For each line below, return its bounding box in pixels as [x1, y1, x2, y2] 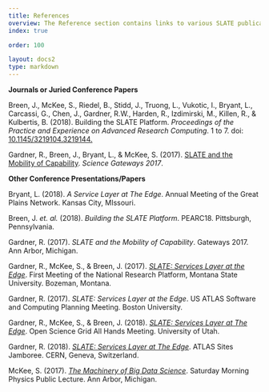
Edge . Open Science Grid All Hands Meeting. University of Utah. [8, 326, 220, 336]
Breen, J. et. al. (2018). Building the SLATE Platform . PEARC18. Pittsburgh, [8, 214, 252, 222]
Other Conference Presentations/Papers [8, 174, 146, 183]
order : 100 [8, 41, 45, 49]
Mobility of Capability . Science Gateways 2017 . [8, 158, 164, 168]
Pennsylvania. [8, 222, 54, 231]
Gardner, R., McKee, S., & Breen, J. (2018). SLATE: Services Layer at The [8, 318, 248, 327]
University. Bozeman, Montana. [8, 278, 112, 288]
